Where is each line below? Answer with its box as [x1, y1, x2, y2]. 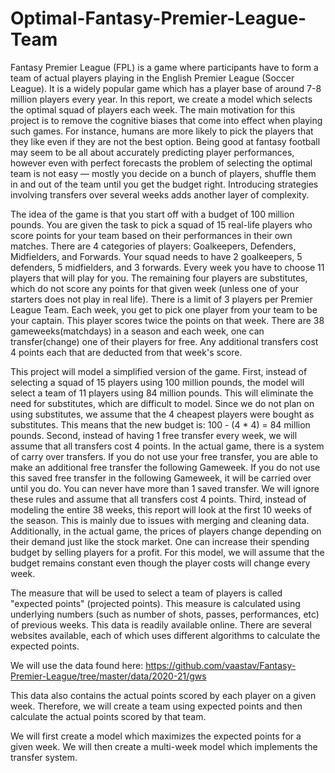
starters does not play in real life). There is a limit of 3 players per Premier [10, 293, 313, 305]
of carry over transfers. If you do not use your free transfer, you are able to [10, 450, 318, 462]
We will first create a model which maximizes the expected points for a [10, 730, 302, 742]
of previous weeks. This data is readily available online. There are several [10, 618, 312, 631]
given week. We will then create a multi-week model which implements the [10, 740, 318, 752]
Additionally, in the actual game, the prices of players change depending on [10, 525, 322, 537]
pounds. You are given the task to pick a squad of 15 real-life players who [10, 218, 313, 231]
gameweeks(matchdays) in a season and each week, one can [10, 325, 265, 337]
